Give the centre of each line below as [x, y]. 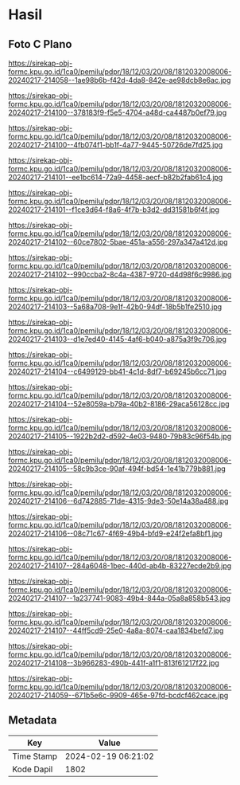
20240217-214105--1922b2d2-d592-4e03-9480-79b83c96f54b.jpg [120, 436]
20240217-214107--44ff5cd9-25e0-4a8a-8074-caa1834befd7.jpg [116, 630]
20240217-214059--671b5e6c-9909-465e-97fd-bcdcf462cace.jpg [118, 695]
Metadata [33, 720]
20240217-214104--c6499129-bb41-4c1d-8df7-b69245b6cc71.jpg [117, 371]
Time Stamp [35, 756]
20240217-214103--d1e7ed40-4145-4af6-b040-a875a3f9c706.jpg [117, 339]
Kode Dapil [33, 769]
